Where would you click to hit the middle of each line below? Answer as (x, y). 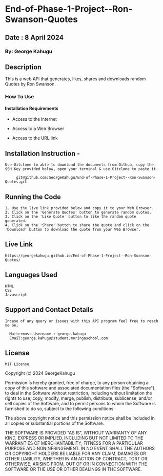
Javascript (16, 295)
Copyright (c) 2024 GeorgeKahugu (40, 373)
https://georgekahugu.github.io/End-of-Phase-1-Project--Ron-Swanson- (78, 256)
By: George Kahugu (29, 51)
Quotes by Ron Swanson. (31, 84)
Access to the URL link (35, 138)
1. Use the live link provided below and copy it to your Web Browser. (79, 208)
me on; (12, 325)
